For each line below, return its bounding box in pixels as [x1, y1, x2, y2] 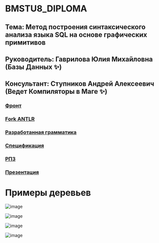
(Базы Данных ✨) [5, 62, 62, 71]
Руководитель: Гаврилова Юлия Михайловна [5, 55, 153, 63]
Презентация [5, 169, 39, 176]
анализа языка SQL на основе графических [5, 30, 148, 39]
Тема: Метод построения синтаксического [5, 23, 146, 31]
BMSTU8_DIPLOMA [5, 3, 88, 14]
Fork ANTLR [5, 116, 35, 122]
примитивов [5, 38, 46, 47]
